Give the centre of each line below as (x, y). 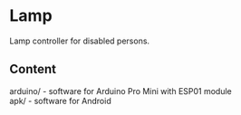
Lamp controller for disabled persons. (80, 41)
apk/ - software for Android (60, 101)
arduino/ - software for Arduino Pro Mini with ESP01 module (121, 91)
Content (33, 69)
